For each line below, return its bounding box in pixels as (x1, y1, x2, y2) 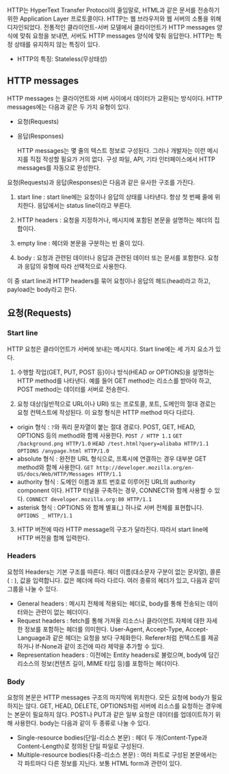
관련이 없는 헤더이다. (35, 607, 91, 616)
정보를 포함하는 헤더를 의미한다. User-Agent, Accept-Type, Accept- (24, 625, 208, 633)
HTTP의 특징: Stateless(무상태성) (16, 55, 107, 63)
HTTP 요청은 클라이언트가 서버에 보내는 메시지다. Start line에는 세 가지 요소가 (7, 345, 214, 353)
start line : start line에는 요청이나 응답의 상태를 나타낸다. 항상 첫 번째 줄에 (16, 193, 213, 201)
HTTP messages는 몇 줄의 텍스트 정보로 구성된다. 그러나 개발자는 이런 (16, 146, 206, 154)
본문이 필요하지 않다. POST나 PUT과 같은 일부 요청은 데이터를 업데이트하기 (14, 710, 214, 718)
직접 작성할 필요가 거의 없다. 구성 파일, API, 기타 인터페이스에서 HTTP (29, 155, 215, 163)
